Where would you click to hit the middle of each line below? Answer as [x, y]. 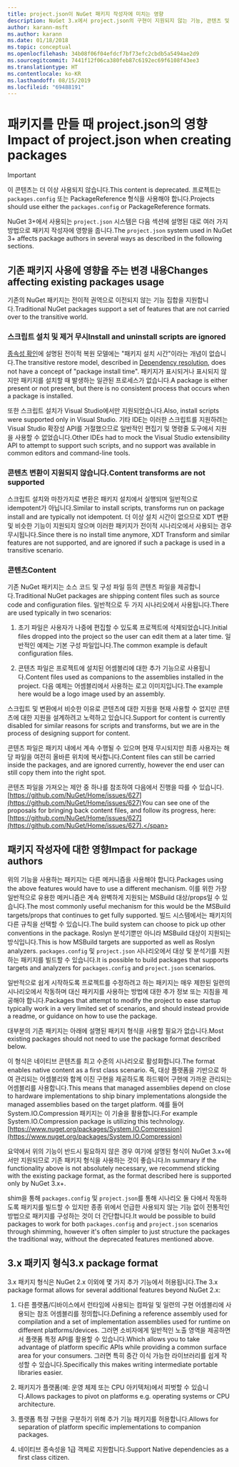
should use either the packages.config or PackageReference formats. [109, 207]
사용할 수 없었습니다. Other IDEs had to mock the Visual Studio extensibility [122, 438]
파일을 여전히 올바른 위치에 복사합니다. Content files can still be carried [115, 757]
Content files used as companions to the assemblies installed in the [124, 677]
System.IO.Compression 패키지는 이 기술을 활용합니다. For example [103, 1113]
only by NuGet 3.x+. [37, 1183]
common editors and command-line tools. [69, 453]
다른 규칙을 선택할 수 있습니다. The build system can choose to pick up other [117, 924]
